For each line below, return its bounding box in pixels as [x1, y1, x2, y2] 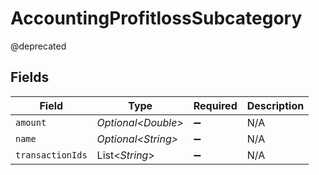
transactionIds [15, 149, 88, 161]
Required [193, 98, 238, 112]
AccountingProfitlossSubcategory [10, 7, 303, 30]
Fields [10, 69, 50, 86]
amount [15, 117, 47, 128]
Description [246, 98, 305, 112]
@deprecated [10, 40, 67, 52]
